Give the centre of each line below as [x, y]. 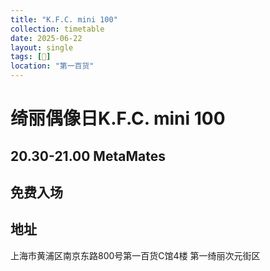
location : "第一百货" [52, 66]
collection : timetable [57, 29]
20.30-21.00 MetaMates [88, 156]
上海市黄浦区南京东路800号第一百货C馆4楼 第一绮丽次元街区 [135, 255]
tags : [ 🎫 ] [31, 57]
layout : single [42, 47]
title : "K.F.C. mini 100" [64, 19]
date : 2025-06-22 [46, 38]
